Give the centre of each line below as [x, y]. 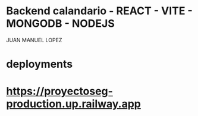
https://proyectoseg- [59, 91]
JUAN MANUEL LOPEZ [34, 40]
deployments [40, 64]
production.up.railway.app [73, 104]
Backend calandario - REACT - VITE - [100, 11]
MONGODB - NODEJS [60, 23]
